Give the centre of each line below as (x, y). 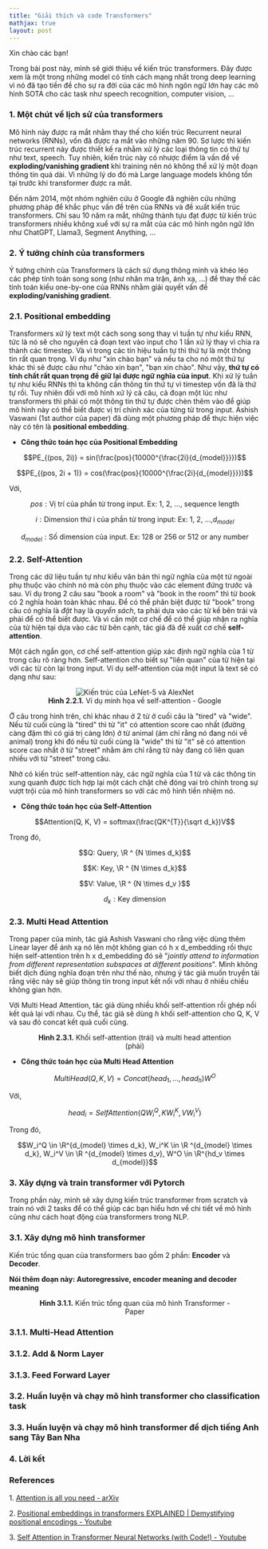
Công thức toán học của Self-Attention (86, 807)
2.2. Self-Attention (46, 559)
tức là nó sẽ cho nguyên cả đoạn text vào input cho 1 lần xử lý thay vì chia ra (134, 342)
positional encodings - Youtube (61, 1521)
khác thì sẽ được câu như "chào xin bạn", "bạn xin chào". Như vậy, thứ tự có (134, 368)
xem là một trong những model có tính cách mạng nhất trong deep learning (132, 77)
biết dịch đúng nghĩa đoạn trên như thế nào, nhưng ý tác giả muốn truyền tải (134, 973)
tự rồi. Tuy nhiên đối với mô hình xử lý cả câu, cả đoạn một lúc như (118, 393)
